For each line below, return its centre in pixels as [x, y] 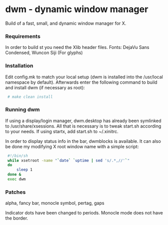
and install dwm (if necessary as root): [45, 87]
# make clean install [30, 97]
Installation [19, 66]
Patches [16, 192]
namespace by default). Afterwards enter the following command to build [81, 82]
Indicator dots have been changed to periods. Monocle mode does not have [84, 213]
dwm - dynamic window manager [77, 9]
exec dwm [17, 179]
